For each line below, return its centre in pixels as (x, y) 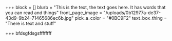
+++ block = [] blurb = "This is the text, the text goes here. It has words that (85, 7)
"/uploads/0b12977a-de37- (132, 13)
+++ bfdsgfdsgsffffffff (28, 33)
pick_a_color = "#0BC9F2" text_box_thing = (121, 18)
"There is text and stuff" (31, 23)
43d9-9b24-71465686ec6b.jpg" (40, 18)
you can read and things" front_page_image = (54, 13)
